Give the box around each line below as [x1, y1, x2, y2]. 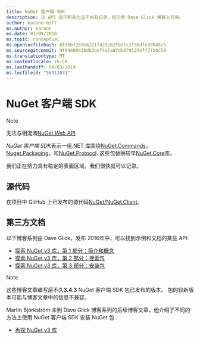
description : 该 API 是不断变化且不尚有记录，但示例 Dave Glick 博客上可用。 [6, 14, 184, 20]
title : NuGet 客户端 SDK [6, 8, 65, 15]
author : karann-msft [6, 20, 58, 26]
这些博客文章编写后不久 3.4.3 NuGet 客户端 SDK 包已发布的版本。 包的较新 [6, 286, 189, 293]
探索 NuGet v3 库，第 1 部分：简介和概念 [14, 247, 114, 254]
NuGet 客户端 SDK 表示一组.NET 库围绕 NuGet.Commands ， [6, 142, 151, 150]
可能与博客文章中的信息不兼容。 [11, 293, 90, 301]
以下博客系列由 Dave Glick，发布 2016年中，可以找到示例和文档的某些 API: [6, 234, 189, 241]
